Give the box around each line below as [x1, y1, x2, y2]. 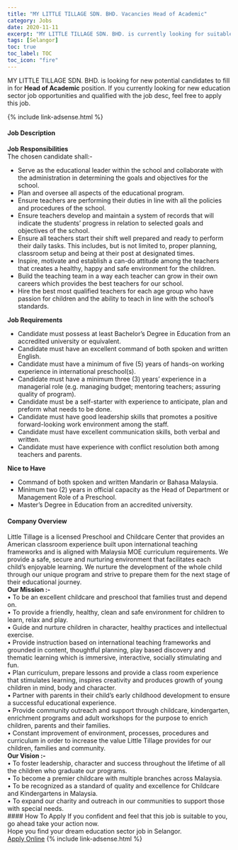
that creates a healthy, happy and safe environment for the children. [17, 264, 216, 272]
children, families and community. [7, 744, 106, 753]
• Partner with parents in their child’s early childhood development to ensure [7, 691, 230, 700]
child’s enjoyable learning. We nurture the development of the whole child [7, 563, 222, 571]
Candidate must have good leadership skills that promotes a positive [17, 412, 217, 421]
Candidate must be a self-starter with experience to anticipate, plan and [17, 397, 228, 406]
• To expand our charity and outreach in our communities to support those [7, 797, 225, 805]
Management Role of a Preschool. [17, 493, 117, 501]
